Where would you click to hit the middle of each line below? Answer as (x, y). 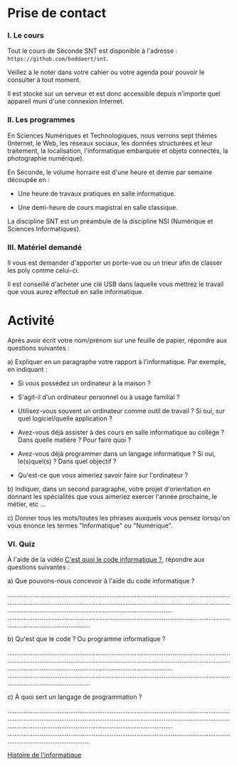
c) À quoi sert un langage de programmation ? (75, 697)
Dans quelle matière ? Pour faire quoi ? (74, 440)
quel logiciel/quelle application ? (65, 418)
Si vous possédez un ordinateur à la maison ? (84, 383)
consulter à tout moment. (44, 80)
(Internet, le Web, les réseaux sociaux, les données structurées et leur (110, 143)
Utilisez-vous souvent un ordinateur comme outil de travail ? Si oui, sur (121, 411)
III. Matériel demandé (44, 247)
